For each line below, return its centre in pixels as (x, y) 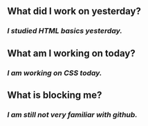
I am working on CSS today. (55, 73)
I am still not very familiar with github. (73, 114)
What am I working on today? (72, 53)
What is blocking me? (55, 95)
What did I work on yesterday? (74, 11)
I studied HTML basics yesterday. (65, 31)
